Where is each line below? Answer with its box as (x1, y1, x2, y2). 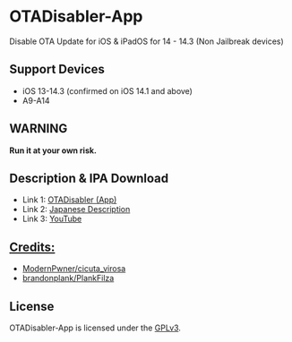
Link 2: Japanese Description (21, 204, 131, 215)
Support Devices (9, 62, 106, 77)
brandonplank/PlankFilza (21, 273, 115, 284)
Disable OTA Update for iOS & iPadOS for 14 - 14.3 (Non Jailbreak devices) (9, 36, 284, 47)
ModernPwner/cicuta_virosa (21, 263, 126, 274)
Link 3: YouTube (21, 213, 82, 225)
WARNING (9, 121, 68, 136)
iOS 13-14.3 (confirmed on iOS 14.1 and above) (21, 85, 193, 96)
